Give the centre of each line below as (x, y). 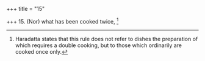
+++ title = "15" (26, 9)
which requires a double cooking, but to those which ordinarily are (98, 45)
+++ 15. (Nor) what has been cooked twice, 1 (63, 21)
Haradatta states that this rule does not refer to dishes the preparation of (106, 39)
